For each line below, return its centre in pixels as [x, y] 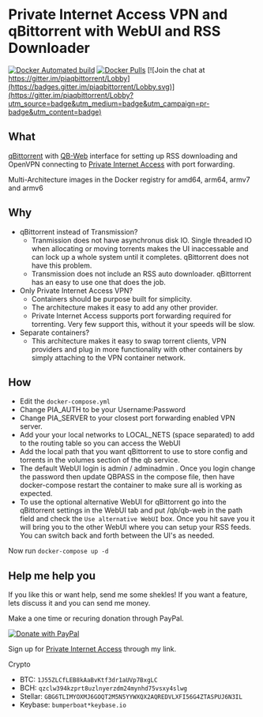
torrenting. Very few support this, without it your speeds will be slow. [143, 324]
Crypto [19, 664]
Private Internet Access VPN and [118, 15]
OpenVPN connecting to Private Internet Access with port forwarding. [122, 164]
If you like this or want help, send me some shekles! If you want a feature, [128, 595]
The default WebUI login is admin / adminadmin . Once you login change [137, 468]
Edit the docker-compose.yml [65, 401]
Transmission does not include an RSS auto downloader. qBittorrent [141, 273]
